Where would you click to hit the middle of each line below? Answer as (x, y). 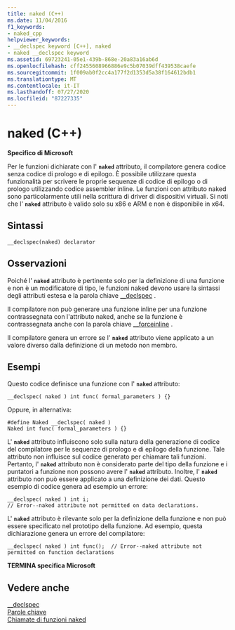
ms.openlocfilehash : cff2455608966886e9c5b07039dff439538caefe (102, 66)
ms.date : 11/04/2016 (38, 20)
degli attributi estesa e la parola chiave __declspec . (82, 295)
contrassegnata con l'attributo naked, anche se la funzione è (95, 316)
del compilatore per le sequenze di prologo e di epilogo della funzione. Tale (116, 449)
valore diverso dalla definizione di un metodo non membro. (92, 345)
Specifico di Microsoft (40, 152)
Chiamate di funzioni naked (47, 619)
